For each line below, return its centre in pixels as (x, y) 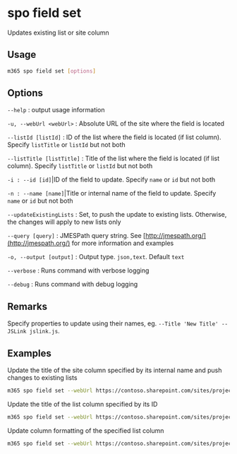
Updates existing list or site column (58, 32)
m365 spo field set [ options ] (52, 71)
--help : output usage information (56, 110)
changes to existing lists (42, 378)
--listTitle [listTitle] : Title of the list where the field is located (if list (114, 159)
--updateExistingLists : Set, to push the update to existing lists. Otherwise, (117, 215)
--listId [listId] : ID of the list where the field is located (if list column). (114, 137)
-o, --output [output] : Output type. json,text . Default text (96, 257)
